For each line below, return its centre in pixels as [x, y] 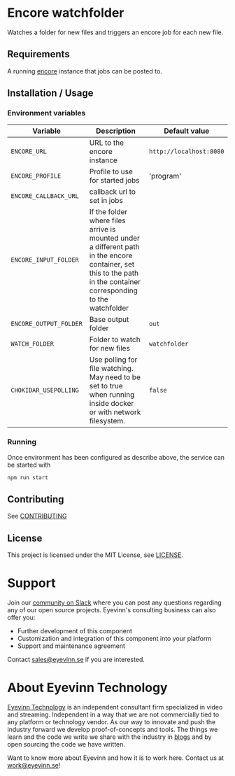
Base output [109, 320]
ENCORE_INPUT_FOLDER [45, 260]
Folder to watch [115, 339]
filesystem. [107, 421]
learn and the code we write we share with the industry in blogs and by [109, 737]
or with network [115, 412]
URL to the [107, 143]
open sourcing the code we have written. [66, 745]
